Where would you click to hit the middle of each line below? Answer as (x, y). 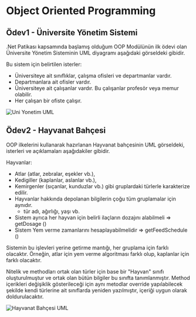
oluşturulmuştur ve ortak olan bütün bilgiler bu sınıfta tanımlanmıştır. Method (98, 278)
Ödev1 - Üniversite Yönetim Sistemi (72, 33)
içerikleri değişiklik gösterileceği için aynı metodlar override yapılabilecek (94, 284)
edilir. (21, 192)
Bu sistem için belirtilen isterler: (44, 64)
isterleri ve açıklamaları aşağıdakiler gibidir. (58, 151)
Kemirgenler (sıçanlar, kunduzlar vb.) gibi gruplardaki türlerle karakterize (102, 186)
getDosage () (31, 223)
